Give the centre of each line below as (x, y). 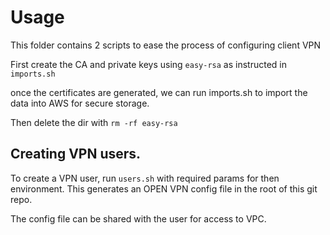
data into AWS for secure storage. (80, 103)
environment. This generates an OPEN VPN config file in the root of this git (164, 188)
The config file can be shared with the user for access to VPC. (138, 218)
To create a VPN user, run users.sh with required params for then (145, 178)
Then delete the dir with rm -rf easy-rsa (94, 122)
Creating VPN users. (76, 154)
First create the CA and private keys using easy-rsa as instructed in (148, 64)
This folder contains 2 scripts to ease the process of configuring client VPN (166, 45)
